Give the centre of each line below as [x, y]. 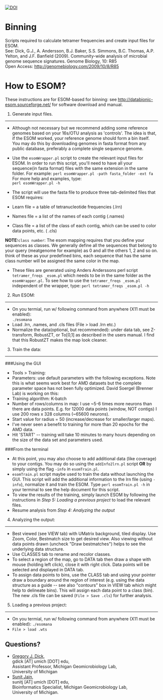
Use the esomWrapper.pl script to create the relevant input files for [78, 158]
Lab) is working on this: [35, 393]
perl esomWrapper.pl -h [36, 183]
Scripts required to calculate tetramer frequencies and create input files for [80, 40]
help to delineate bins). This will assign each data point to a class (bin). [83, 590]
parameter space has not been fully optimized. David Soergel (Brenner [83, 388]
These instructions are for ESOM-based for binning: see [61, 99]
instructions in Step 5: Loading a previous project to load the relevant [81, 500]
